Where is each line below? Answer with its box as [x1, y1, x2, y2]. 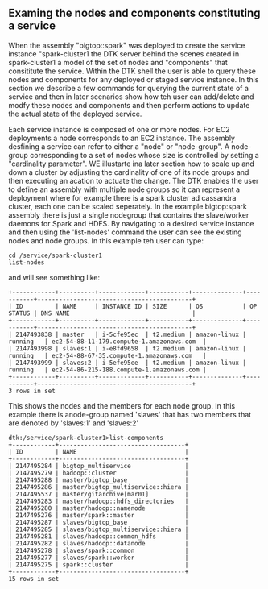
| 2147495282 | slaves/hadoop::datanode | [8, 539, 189, 547]
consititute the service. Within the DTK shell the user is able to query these [8, 66, 256, 76]
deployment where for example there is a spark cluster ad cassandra [8, 193, 237, 202]
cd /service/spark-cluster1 [8, 251, 103, 259]
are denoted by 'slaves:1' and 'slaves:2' [8, 418, 139, 428]
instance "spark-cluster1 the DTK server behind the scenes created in [8, 48, 240, 59]
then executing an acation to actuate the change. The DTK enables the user [8, 176, 259, 185]
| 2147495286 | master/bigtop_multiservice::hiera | [8, 483, 189, 491]
